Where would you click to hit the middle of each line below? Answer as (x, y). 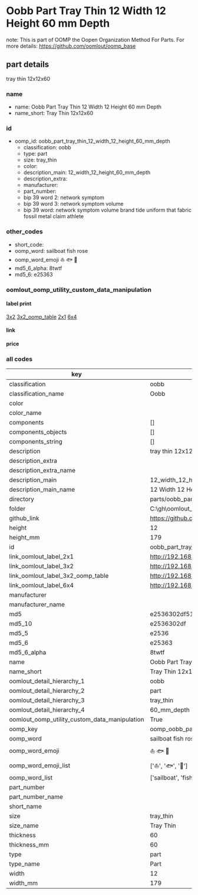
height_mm (24, 538)
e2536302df (168, 624)
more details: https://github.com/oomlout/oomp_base (71, 46)
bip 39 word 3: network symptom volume (73, 204)
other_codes (24, 232)
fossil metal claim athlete (54, 216)
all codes (19, 359)
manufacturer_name (37, 604)
